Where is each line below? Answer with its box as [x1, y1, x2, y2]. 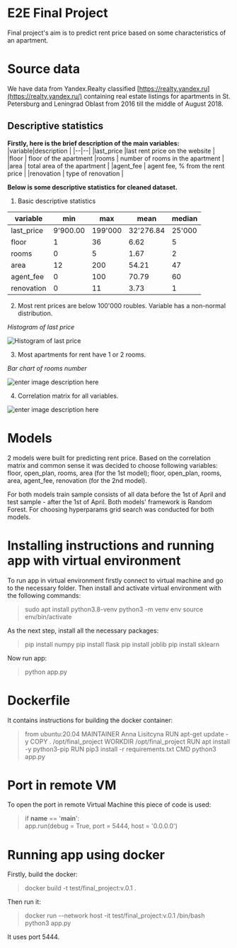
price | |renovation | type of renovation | [7, 169, 124, 178]
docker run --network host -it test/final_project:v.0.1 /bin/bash [24, 911, 205, 920]
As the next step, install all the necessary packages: [7, 626, 159, 635]
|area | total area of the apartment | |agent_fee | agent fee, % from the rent [7, 161, 225, 170]
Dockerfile [7, 692, 71, 708]
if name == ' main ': [24, 814, 80, 823]
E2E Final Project [7, 5, 108, 21]
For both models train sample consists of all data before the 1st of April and [7, 490, 226, 498]
